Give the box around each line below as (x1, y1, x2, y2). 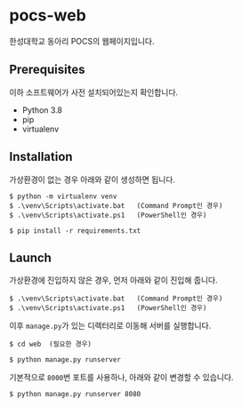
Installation (9, 149, 73, 164)
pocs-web (9, 5, 86, 26)
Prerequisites (9, 62, 85, 77)
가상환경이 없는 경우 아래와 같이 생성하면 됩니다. (9, 174, 176, 185)
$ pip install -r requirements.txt (9, 226, 141, 235)
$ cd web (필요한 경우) (9, 339, 92, 349)
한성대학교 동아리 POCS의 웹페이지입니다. (9, 36, 155, 46)
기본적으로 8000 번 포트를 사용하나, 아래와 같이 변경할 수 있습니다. (9, 372, 234, 383)
